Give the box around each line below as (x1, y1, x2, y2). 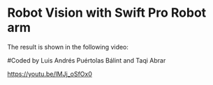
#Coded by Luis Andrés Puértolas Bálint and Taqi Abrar (7, 56, 166, 64)
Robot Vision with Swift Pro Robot (7, 5, 207, 21)
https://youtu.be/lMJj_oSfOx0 (7, 70, 93, 78)
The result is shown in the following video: (7, 42, 129, 51)
